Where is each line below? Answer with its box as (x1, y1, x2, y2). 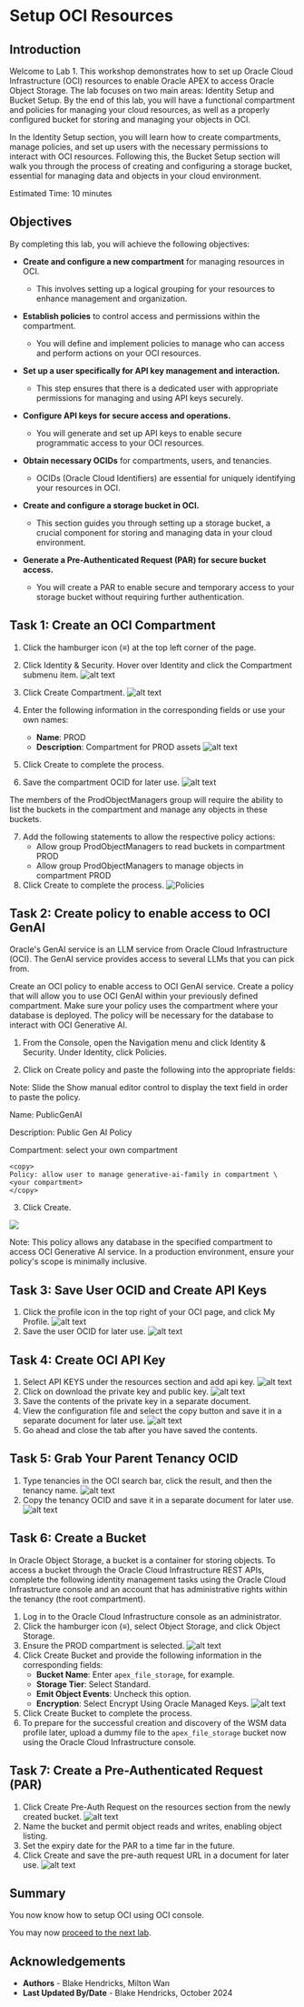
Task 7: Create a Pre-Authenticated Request (9, 1763, 263, 1779)
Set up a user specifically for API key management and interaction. (22, 365, 280, 376)
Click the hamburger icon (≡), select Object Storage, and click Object (22, 1621, 281, 1631)
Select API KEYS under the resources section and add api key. (22, 1377, 256, 1388)
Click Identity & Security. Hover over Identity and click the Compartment (22, 659, 292, 670)
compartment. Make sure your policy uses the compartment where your (9, 1000, 279, 1011)
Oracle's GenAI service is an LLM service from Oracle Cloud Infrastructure (9, 944, 288, 955)
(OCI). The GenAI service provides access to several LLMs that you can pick (9, 954, 295, 965)
